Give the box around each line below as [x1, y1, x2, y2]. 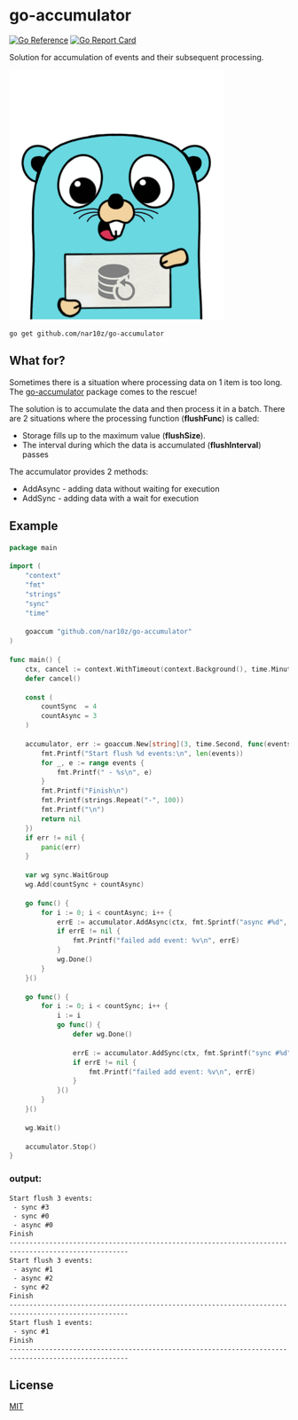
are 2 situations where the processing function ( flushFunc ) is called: [9, 413, 260, 423]
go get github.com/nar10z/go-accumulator [9, 329, 165, 338]
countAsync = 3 [41, 712, 98, 721]
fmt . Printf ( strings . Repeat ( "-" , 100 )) [41, 796, 184, 805]
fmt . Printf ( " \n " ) [41, 805, 105, 815]
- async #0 [12, 1220, 53, 1229]
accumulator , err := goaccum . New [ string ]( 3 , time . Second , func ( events [25, 739, 292, 748]
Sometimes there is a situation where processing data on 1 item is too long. [9, 376, 283, 387]
